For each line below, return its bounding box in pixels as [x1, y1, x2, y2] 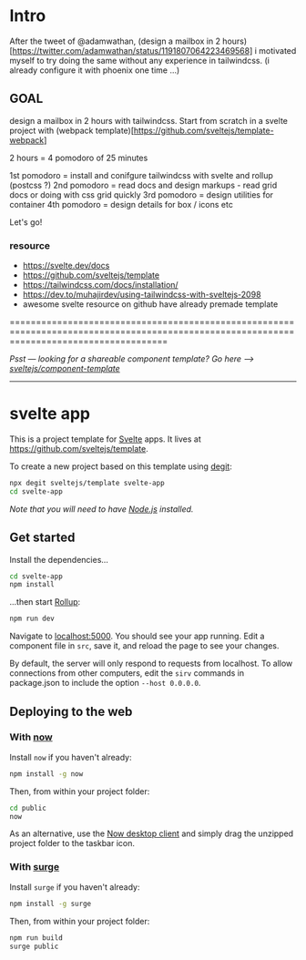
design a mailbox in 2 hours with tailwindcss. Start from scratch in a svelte [9, 115, 289, 126]
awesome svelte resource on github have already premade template [22, 299, 279, 310]
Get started [9, 530, 76, 546]
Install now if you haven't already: [9, 751, 132, 762]
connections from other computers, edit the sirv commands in [9, 668, 245, 679]
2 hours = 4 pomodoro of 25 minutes [9, 152, 148, 163]
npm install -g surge [9, 899, 92, 908]
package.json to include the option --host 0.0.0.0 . [9, 678, 201, 689]
